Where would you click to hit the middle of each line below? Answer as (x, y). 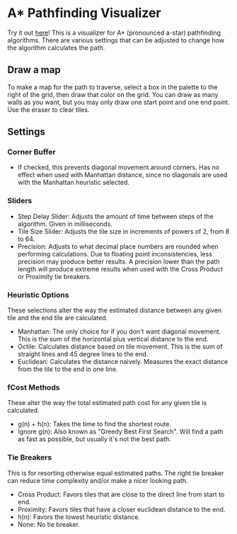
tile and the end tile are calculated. (58, 318)
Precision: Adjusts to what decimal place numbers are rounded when (118, 246)
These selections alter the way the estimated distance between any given (115, 310)
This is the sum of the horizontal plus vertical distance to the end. (113, 339)
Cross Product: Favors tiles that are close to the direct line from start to (121, 494)
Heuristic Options (38, 295)
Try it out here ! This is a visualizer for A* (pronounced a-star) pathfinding (114, 33)
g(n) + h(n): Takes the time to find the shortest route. (94, 424)
